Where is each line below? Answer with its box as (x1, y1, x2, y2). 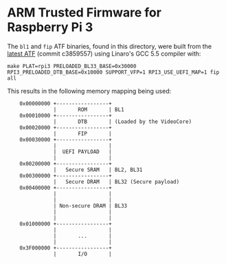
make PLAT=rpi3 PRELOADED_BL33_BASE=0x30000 (7, 63, 137, 69)
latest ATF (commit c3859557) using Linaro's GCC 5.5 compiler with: (7, 49, 201, 58)
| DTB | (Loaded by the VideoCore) (53, 118, 192, 125)
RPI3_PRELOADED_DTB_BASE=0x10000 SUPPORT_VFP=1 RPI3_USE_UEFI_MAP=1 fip (7, 69, 220, 76)
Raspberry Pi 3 (7, 19, 93, 35)
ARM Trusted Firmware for (7, 5, 161, 21)
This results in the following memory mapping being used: (7, 87, 172, 95)
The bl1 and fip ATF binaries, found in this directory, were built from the (7, 42, 212, 50)
